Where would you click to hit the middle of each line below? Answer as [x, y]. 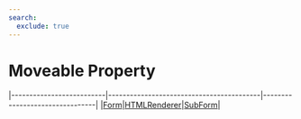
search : [23, 18]
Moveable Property [82, 71]
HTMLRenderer [153, 105]
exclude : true [43, 26]
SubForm [201, 105]
